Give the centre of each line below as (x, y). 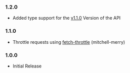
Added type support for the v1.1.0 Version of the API (67, 18)
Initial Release (27, 66)
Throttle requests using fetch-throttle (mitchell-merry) (69, 42)
